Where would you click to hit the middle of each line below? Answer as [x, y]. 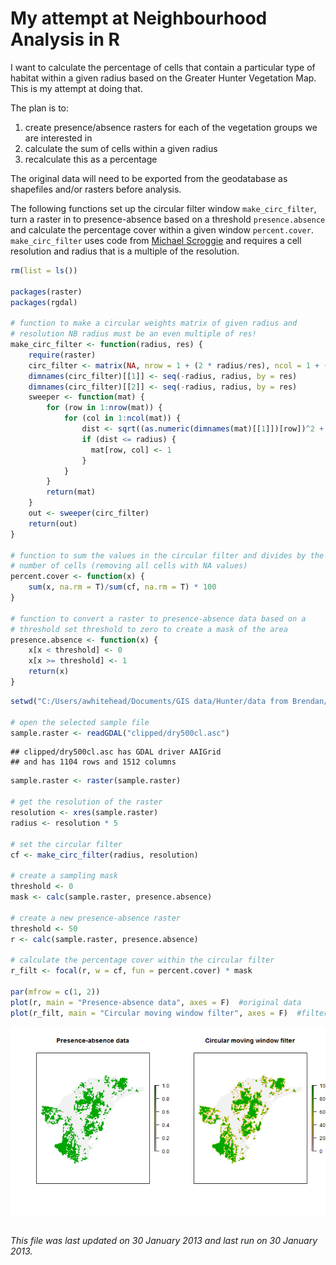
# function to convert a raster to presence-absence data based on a [158, 618]
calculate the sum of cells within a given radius [121, 148]
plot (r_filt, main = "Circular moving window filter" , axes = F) [149, 1013]
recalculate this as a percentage [91, 159]
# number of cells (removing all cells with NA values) [129, 566]
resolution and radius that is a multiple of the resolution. [125, 251]
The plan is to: [40, 108]
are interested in [58, 138]
